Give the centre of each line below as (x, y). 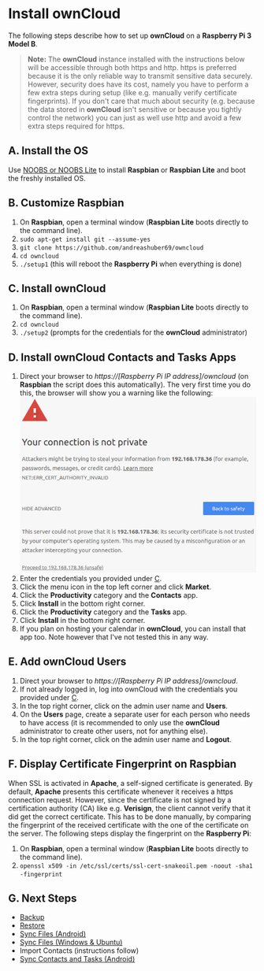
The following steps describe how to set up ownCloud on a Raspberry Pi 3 (130, 35)
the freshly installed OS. (47, 178)
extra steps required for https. (76, 126)
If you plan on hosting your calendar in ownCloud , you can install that (133, 628)
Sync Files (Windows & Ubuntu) (71, 943)
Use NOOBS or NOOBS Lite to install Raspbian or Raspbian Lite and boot (127, 169)
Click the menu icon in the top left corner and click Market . (115, 587)
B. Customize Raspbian (66, 203)
